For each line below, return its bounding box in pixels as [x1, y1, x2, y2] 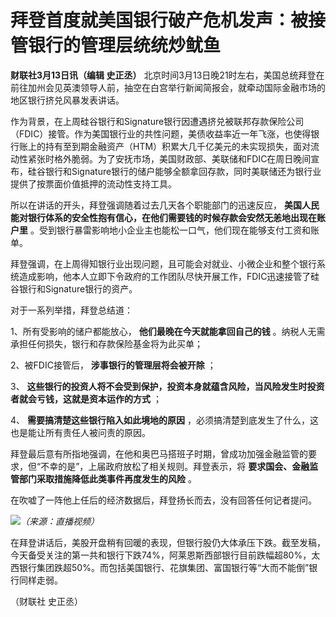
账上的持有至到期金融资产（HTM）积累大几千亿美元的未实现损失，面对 [18, 140, 312, 152]
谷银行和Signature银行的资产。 [10, 282, 138, 295]
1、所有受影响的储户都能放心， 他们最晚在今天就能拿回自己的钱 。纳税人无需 [10, 325, 326, 337]
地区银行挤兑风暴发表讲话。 [10, 94, 125, 106]
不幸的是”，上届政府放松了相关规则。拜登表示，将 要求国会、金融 [40, 460, 310, 472]
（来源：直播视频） [20, 515, 100, 527]
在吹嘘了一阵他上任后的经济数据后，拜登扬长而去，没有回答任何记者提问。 [10, 494, 317, 506]
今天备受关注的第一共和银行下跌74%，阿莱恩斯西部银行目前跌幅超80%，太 [10, 549, 321, 561]
